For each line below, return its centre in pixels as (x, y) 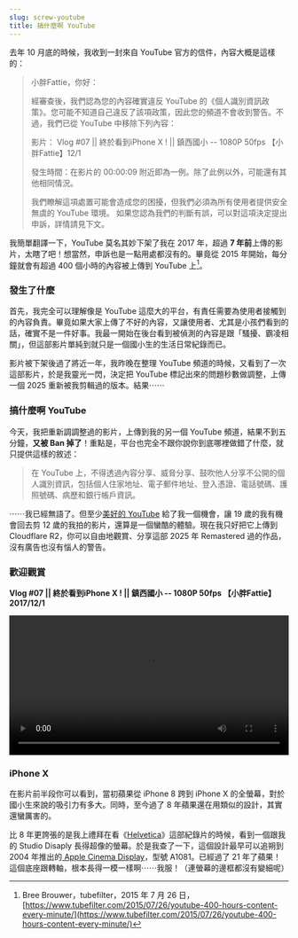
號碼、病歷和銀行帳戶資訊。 (89, 495)
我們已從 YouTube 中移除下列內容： (112, 123)
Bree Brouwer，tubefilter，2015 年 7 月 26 (99, 895)
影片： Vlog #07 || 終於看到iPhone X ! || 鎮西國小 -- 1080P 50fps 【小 (157, 142)
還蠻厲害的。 (32, 816)
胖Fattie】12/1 (56, 152)
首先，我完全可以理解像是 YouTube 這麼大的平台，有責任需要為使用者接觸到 (148, 311)
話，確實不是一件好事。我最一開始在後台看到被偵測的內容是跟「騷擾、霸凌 (145, 333)
